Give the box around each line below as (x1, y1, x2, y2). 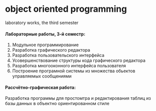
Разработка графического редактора (12, 47, 90, 53)
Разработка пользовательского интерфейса (12, 53, 105, 58)
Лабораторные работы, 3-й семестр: (5, 31, 86, 37)
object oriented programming (5, 3, 127, 15)
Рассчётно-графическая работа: (5, 84, 76, 90)
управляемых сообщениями (12, 73, 72, 79)
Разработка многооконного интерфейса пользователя (12, 63, 126, 69)
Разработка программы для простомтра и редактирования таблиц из (5, 95, 151, 101)
